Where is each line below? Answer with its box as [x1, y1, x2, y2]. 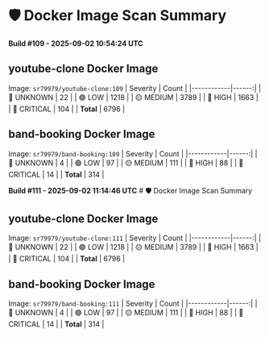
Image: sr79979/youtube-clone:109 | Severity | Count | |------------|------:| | [8, 83, 262, 93]
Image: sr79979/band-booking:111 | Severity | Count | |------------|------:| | [8, 299, 258, 309]
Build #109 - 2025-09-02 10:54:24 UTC [8, 38, 143, 48]
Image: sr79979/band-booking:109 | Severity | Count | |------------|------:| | [8, 148, 258, 158]
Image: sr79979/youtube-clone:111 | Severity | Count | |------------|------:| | [8, 233, 262, 243]
